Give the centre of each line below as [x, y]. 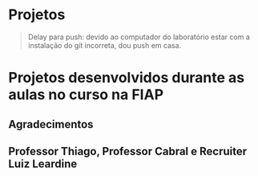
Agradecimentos [51, 124]
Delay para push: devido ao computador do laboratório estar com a [139, 37]
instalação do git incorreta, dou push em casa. [105, 45]
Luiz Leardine [43, 164]
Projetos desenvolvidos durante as [127, 78]
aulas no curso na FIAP [86, 95]
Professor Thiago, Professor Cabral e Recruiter [128, 151]
